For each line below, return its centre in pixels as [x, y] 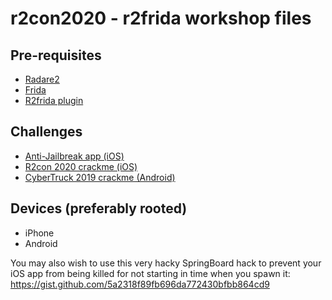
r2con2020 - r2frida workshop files [161, 18]
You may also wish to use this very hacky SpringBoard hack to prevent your [166, 263]
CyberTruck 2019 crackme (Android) [100, 177]
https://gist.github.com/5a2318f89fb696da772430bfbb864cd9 [140, 284]
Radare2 [42, 79]
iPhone [39, 233]
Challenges [46, 132]
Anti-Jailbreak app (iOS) [74, 156]
